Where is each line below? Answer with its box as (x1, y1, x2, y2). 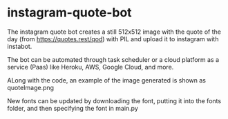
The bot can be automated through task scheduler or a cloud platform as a (7, 55, 220, 63)
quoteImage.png (7, 83, 54, 91)
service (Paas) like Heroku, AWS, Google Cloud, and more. (7, 63, 174, 71)
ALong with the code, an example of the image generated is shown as (7, 76, 206, 84)
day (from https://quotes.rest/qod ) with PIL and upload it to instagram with (7, 34, 219, 43)
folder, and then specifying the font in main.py (7, 104, 138, 112)
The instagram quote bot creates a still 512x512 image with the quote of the (7, 28, 221, 36)
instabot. (7, 42, 32, 50)
